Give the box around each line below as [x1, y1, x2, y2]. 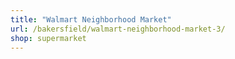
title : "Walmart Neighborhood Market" [10, 14, 172, 25]
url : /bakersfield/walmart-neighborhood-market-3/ [10, 24, 226, 34]
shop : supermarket [10, 33, 87, 43]
